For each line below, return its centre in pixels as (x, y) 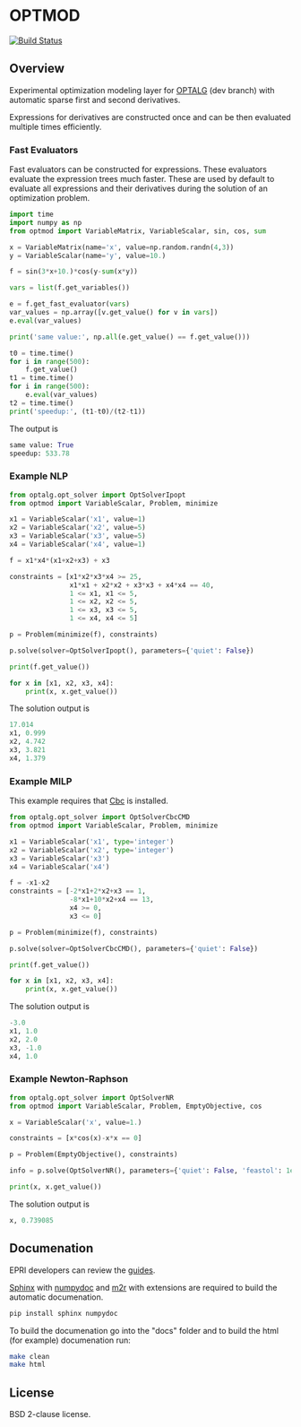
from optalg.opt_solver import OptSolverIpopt (98, 495)
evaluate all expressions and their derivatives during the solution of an (139, 188)
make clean (30, 1356)
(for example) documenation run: (70, 1340)
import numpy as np (46, 222)
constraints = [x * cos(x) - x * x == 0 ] (76, 1138)
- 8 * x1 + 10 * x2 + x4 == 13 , (112, 900)
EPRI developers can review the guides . (82, 1270)
